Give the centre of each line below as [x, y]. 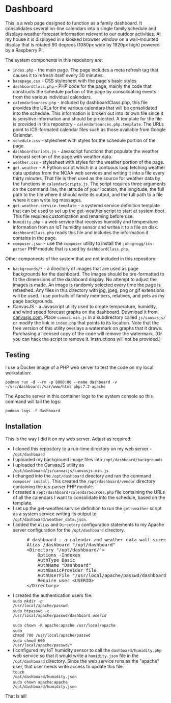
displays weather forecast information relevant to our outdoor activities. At [83, 34]
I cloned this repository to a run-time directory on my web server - [82, 448]
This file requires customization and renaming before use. [73, 216]
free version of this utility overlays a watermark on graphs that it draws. [88, 328]
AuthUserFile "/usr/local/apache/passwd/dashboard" [103, 575]
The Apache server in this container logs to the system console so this [79, 396]
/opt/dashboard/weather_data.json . [50, 519]
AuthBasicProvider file [67, 570]
